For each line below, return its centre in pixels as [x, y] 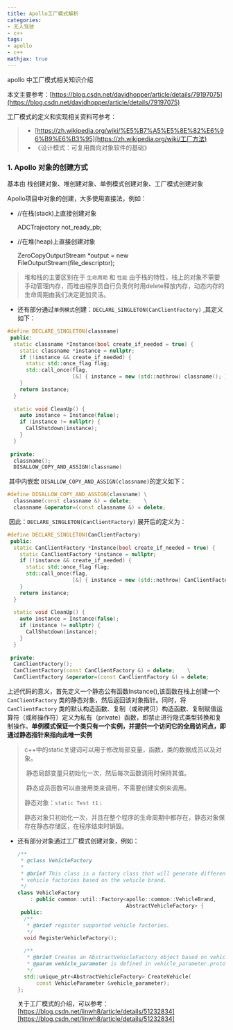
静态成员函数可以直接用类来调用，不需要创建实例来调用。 [108, 788]
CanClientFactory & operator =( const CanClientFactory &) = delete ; [111, 677]
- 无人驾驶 [21, 26]
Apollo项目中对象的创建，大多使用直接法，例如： [77, 198]
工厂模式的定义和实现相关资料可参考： [62, 116]
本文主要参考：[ [30, 94]
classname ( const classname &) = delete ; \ [80, 501]
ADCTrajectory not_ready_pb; [59, 228]
